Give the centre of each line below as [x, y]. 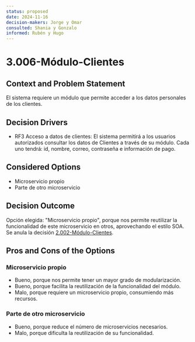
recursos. [26, 299]
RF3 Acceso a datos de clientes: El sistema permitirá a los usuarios [95, 136]
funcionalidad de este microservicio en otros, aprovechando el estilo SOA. [95, 226]
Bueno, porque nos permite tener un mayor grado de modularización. [98, 280]
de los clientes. [24, 104]
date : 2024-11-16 [27, 17]
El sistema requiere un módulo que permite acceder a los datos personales [96, 98]
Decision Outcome [40, 206]
